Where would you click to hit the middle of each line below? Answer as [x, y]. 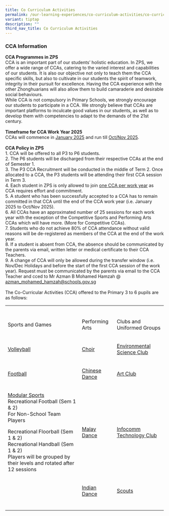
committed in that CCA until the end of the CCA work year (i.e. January [79, 201]
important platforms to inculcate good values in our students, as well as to [82, 111]
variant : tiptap [22, 19]
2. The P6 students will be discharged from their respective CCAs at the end [84, 159]
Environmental [134, 346]
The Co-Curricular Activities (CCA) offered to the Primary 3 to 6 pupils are [82, 292]
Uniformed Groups [139, 328]
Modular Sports [26, 395]
